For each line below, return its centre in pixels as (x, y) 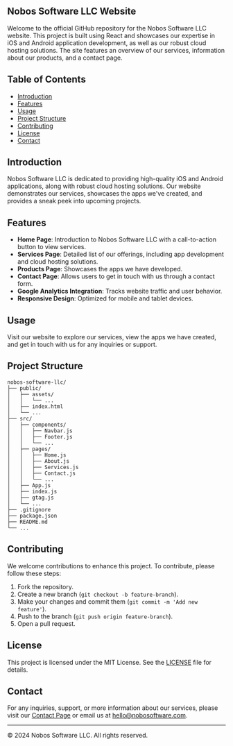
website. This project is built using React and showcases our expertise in (111, 35)
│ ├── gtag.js (31, 498)
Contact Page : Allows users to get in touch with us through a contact (116, 276)
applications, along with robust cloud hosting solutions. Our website (104, 186)
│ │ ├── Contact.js (42, 473)
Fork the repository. (45, 586)
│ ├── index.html (35, 406)
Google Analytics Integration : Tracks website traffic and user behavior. (120, 291)
